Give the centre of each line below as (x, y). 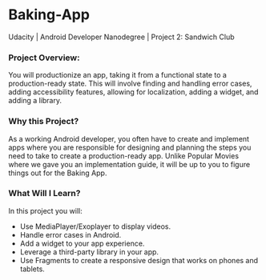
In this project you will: (45, 210)
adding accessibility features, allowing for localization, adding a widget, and (133, 92)
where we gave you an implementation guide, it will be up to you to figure (129, 164)
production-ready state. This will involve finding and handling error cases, (130, 84)
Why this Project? (44, 122)
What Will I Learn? (44, 194)
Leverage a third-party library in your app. (89, 252)
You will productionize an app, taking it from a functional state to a (117, 75)
